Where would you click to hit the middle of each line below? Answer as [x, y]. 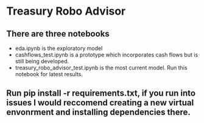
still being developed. [42, 61]
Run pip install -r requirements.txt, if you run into [101, 93]
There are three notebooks [58, 34]
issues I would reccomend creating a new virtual [100, 103]
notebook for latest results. [49, 74]
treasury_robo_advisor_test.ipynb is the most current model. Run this [101, 68]
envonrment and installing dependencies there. [98, 112]
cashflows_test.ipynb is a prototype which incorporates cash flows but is [107, 55]
